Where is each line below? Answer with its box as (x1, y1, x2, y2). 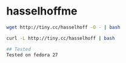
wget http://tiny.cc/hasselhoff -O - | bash (6, 24, 121, 30)
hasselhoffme (6, 4, 78, 18)
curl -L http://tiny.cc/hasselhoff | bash (6, 35, 115, 41)
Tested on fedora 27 (6, 51, 59, 58)
